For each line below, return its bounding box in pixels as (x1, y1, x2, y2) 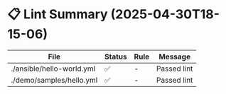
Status (104, 52, 128, 61)
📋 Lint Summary (7, 6, 108, 23)
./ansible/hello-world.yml (11, 64, 96, 74)
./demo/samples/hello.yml (11, 75, 98, 85)
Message (158, 52, 190, 61)
